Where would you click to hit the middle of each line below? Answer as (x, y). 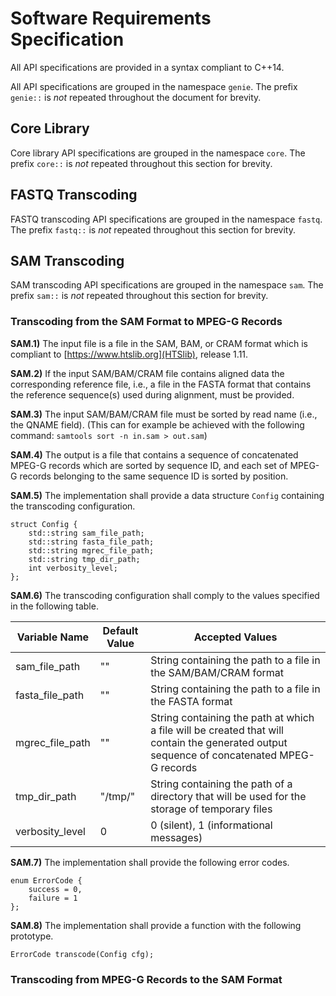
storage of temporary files (211, 809)
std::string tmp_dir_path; (84, 559)
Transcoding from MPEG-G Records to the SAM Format (146, 979)
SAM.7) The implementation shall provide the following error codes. (150, 862)
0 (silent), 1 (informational (211, 825)
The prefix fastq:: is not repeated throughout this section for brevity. (153, 229)
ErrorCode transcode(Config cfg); (82, 954)
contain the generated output (219, 742)
